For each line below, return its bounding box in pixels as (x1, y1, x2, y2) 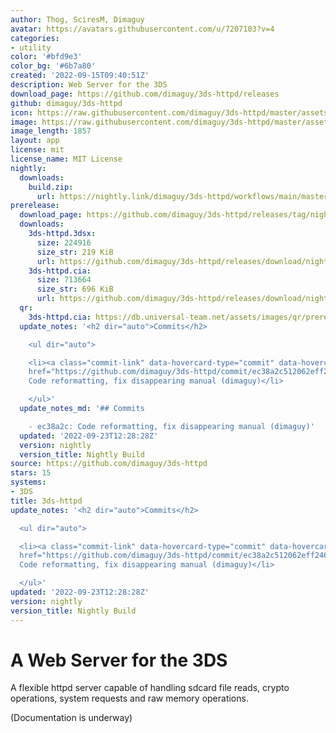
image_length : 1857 (10, 126, 92, 136)
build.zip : (28, 182, 74, 192)
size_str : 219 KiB (36, 247, 114, 257)
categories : (10, 33, 60, 43)
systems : (10, 477, 47, 488)
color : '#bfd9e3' (10, 52, 83, 62)
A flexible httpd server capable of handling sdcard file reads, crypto (10, 682, 290, 694)
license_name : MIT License (10, 154, 123, 164)
